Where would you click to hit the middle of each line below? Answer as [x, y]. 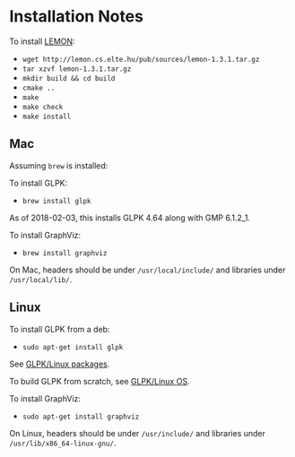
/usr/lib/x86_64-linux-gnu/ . [63, 443]
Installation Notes [76, 17]
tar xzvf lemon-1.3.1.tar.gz [77, 69]
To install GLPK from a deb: [60, 329]
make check [43, 107]
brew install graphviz [65, 253]
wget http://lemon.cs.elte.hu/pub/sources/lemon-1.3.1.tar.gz [141, 59]
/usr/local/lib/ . [41, 279]
